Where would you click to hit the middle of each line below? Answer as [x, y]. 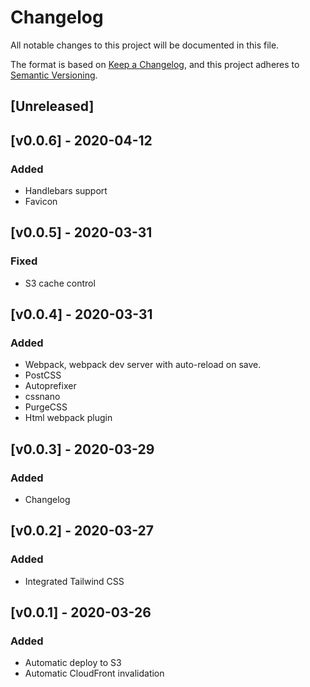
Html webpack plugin [68, 418]
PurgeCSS [46, 407]
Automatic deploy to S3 [73, 663]
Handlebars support [66, 191]
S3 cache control [60, 283]
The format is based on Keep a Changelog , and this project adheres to [155, 64]
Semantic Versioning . [54, 75]
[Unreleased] [52, 106]
